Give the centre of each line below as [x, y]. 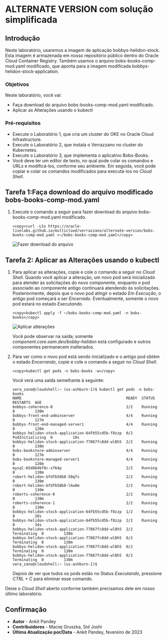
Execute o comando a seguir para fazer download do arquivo [75, 212]
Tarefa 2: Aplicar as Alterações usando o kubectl [82, 260]
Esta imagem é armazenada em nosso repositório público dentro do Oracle [82, 55]
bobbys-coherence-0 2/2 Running [85, 407]
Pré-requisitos [23, 123]
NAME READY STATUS [83, 398]
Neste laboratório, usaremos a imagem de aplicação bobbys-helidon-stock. [83, 50]
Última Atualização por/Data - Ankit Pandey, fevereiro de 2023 [77, 632]
